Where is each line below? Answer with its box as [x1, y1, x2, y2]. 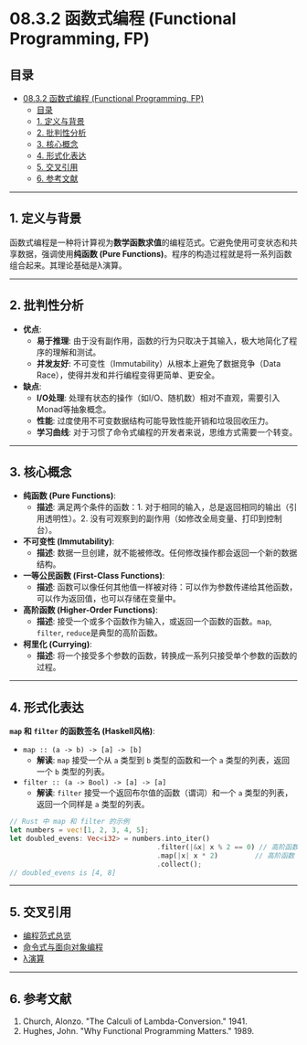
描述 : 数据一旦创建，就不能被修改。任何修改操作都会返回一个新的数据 [36, 548, 298, 559]
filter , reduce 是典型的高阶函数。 [36, 627, 163, 638]
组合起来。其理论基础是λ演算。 [9, 260, 127, 271]
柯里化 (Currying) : [22, 639, 93, 650]
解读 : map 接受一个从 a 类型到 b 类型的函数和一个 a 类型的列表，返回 [36, 755, 291, 766]
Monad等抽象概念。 [36, 403, 111, 414]
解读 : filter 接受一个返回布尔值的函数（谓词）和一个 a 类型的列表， [36, 787, 293, 798]
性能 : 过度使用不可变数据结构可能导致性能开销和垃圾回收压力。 [36, 415, 274, 426]
